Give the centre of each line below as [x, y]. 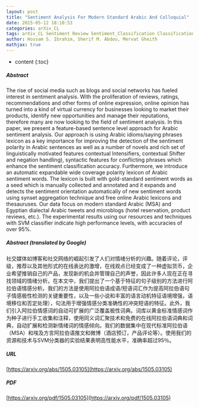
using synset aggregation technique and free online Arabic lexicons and [94, 197]
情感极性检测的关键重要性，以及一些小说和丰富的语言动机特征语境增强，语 [102, 295]
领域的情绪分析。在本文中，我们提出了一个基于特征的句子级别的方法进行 [99, 280]
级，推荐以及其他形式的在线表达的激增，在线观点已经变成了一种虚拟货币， [97, 266]
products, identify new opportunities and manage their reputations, [88, 115]
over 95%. [19, 229]
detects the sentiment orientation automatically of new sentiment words [94, 191]
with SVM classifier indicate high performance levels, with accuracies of [94, 223]
